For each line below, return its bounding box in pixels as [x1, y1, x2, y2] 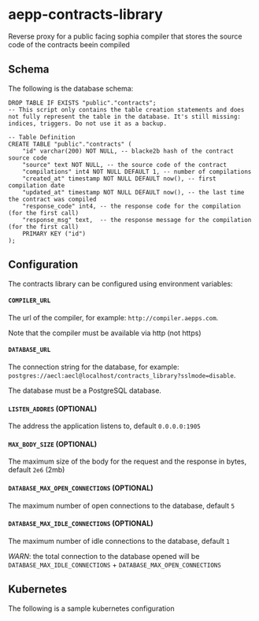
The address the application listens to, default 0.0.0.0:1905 [8, 421, 201, 431]
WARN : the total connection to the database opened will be [8, 551, 200, 560]
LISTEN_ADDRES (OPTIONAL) [8, 404, 97, 413]
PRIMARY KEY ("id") [22, 230, 87, 238]
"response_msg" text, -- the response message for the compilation [22, 216, 252, 224]
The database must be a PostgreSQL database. [8, 386, 161, 395]
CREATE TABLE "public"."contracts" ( [8, 140, 132, 148]
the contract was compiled [8, 195, 97, 203]
